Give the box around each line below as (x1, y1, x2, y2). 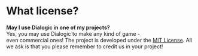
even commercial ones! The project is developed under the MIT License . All (6, 36, 193, 43)
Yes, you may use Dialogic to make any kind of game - (6, 30, 141, 37)
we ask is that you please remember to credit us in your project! (6, 43, 163, 50)
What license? (6, 4, 79, 18)
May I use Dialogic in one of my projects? (6, 24, 111, 31)
